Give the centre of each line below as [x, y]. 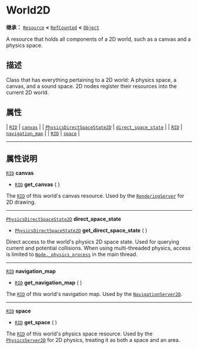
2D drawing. [21, 202]
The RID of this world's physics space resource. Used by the [80, 334]
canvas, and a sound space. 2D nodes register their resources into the [92, 86]
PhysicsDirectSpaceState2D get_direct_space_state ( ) [81, 231]
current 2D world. [27, 92]
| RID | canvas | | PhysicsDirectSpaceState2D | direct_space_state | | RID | [94, 127]
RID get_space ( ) [36, 323]
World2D [28, 10]
